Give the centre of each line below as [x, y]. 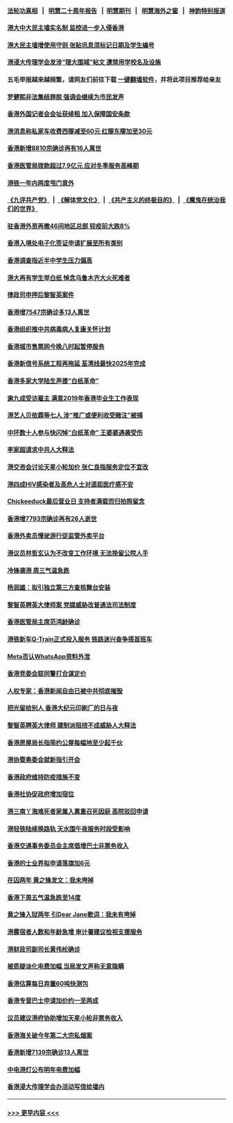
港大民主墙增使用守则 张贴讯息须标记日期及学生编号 [81, 45]
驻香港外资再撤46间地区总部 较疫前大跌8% [69, 225]
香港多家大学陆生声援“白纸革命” [53, 381]
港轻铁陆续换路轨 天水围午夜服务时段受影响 [69, 829]
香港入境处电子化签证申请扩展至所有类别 [65, 243]
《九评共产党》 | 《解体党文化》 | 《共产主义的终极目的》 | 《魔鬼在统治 [113, 200]
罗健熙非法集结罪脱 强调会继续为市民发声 [66, 97]
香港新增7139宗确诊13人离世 [48, 1052]
